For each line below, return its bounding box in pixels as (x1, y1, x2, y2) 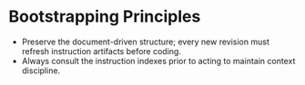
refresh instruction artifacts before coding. (21, 45, 181, 56)
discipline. (21, 65, 61, 76)
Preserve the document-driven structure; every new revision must (21, 36, 269, 47)
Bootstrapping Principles (8, 6, 201, 27)
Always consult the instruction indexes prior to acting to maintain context (21, 55, 296, 66)
